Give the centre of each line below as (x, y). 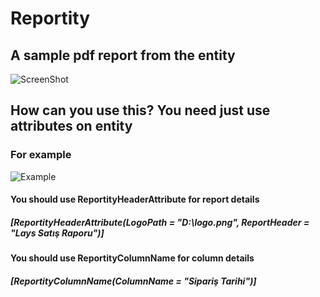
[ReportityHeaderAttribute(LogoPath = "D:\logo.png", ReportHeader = (160, 222)
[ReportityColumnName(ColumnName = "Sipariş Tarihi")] (133, 281)
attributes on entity (71, 126)
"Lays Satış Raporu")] (57, 233)
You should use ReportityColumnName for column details (132, 258)
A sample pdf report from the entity (123, 55)
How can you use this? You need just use (140, 110)
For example (41, 155)
